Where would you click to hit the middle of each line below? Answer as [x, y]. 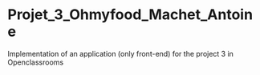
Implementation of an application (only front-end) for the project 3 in [121, 53]
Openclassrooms [36, 62]
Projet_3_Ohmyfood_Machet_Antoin [130, 15]
